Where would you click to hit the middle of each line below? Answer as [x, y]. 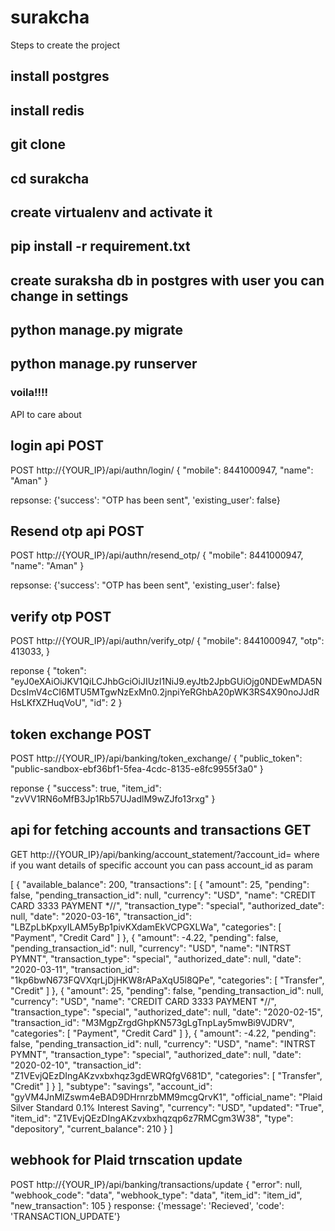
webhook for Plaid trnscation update [126, 1160]
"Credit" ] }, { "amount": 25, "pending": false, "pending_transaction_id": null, [167, 990]
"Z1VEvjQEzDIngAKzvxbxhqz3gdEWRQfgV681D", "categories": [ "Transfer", [166, 1075]
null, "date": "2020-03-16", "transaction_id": [101, 916]
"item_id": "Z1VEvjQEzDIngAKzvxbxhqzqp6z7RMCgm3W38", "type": [152, 1118]
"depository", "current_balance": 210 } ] [91, 1128]
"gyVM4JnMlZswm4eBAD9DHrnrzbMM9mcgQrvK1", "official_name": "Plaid [166, 1097]
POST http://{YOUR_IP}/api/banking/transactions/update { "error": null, [156, 1184]
